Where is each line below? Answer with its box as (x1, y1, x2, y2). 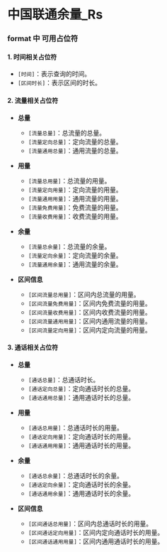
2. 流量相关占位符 (7, 96, 59, 104)
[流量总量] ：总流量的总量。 (28, 129, 106, 137)
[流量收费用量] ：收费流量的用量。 (28, 212, 122, 220)
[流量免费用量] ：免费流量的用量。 (28, 203, 122, 212)
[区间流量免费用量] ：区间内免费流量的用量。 (28, 299, 152, 308)
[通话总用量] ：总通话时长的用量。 (28, 423, 124, 432)
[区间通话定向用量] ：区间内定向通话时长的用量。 (28, 528, 164, 536)
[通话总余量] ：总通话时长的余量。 (28, 471, 124, 480)
